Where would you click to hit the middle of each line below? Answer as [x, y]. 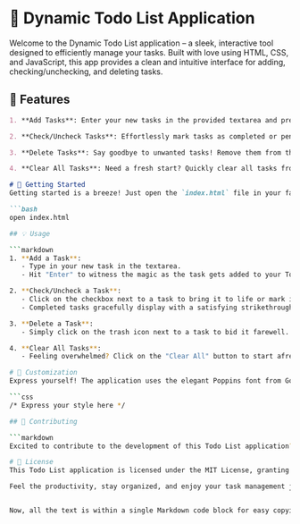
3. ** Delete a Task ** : [51, 324]
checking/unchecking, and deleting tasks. [86, 72]
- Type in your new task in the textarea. [101, 266]
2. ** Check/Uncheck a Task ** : [66, 291]
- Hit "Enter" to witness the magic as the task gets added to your [151, 275]
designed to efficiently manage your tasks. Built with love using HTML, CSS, [149, 52]
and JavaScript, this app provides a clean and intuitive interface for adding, [147, 62]
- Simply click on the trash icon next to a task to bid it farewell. [155, 332]
